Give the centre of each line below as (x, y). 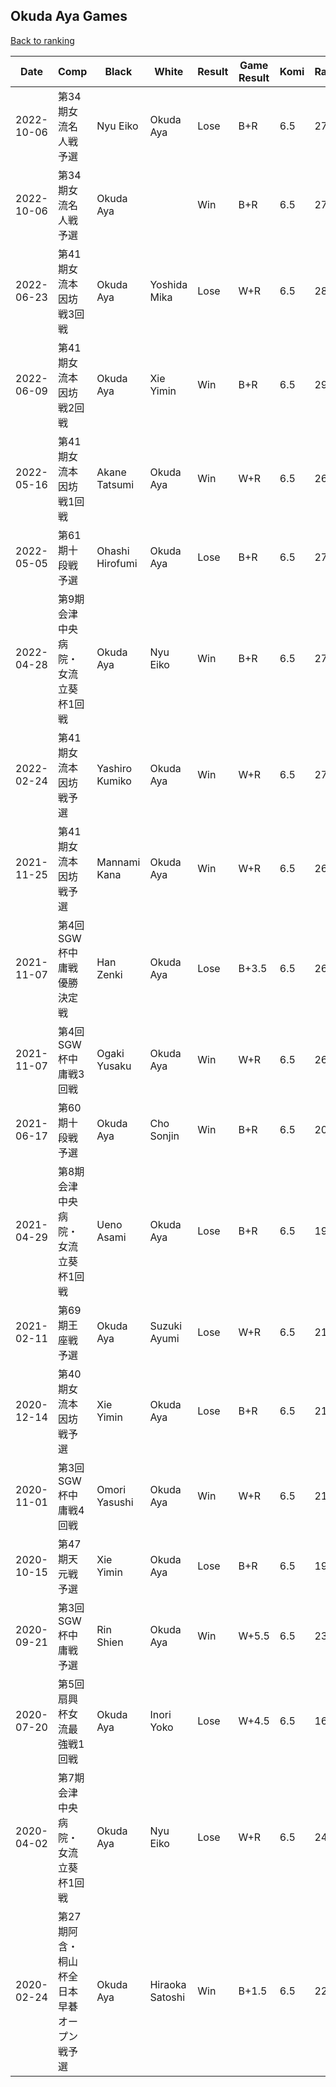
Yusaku (114, 1066)
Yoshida (168, 284)
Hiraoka (168, 1984)
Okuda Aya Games (69, 16)
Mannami (118, 862)
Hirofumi (117, 563)
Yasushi (115, 1502)
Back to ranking (42, 40)
